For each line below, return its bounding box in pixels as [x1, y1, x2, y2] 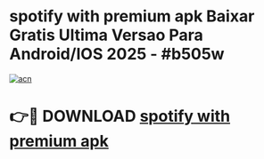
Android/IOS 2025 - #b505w [9, 44, 225, 64]
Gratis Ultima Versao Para [9, 25, 203, 45]
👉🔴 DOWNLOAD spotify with [9, 107, 230, 126]
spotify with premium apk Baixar [9, 6, 255, 27]
